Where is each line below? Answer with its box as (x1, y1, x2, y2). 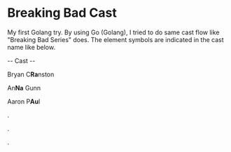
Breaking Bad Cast (7, 5, 118, 21)
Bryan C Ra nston (7, 70, 55, 78)
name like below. (7, 43, 56, 51)
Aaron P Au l (7, 97, 41, 106)
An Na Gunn (7, 83, 41, 92)
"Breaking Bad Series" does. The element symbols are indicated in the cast (7, 35, 224, 43)
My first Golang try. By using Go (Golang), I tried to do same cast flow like (7, 28, 220, 36)
